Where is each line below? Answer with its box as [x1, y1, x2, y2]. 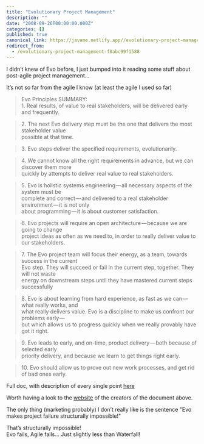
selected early [21, 345, 57, 353]
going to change [21, 226, 63, 233]
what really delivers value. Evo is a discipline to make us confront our [21, 307, 194, 315]
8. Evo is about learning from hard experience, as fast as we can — [21, 295, 188, 302]
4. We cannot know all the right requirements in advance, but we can [21, 157, 194, 164]
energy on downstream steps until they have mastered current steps [21, 276, 192, 284]
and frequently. [21, 108, 59, 116]
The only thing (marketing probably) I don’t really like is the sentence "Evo [6, 406, 192, 413]
